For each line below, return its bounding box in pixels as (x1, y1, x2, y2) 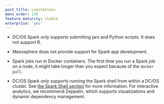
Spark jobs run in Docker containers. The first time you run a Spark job (12, 58, 156, 64)
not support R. (12, 40, 42, 45)
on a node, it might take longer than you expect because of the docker (12, 63, 154, 69)
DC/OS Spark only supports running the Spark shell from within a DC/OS (12, 78, 160, 84)
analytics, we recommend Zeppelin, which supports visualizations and (12, 88, 155, 94)
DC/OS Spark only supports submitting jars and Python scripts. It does (12, 34, 155, 40)
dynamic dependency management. (12, 94, 85, 100)
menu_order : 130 (5, 12, 38, 17)
